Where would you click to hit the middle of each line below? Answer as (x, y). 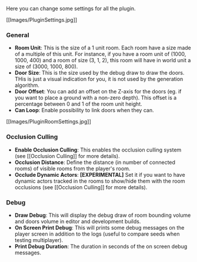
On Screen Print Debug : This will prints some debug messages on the (99, 227)
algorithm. (27, 85)
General (18, 35)
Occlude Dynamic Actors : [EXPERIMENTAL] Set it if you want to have (100, 174)
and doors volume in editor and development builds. (78, 221)
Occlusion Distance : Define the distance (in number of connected (95, 162)
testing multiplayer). (39, 240)
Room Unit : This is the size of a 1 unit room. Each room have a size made (103, 48)
